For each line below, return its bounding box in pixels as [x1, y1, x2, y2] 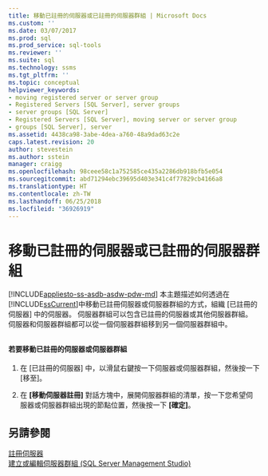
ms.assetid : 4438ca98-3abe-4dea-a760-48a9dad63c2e [8, 130, 180, 138]
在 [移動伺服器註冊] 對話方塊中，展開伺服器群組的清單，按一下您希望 [19, 391, 246, 400]
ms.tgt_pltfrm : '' [8, 71, 69, 79]
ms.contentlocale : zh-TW [8, 189, 91, 198]
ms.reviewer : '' [8, 49, 62, 57]
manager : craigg [8, 161, 62, 169]
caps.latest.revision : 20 [8, 137, 94, 146]
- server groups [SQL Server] [8, 109, 109, 117]
